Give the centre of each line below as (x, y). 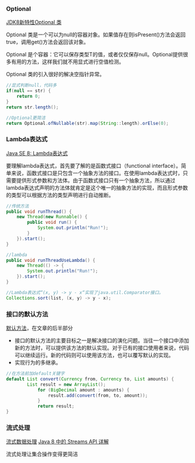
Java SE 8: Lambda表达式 (37, 153)
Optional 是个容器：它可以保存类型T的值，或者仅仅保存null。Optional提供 (95, 55)
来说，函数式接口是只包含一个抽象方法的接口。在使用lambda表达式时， (97, 173)
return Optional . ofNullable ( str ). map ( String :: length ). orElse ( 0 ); (87, 123)
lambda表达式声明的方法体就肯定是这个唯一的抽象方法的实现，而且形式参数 (97, 188)
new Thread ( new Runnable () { (52, 217)
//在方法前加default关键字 (35, 374)
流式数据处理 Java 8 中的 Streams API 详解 (58, 442)
